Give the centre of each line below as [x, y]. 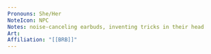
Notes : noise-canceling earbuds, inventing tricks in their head [105, 27]
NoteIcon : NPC [28, 20]
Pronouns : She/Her [34, 14]
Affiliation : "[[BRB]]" [42, 40]
